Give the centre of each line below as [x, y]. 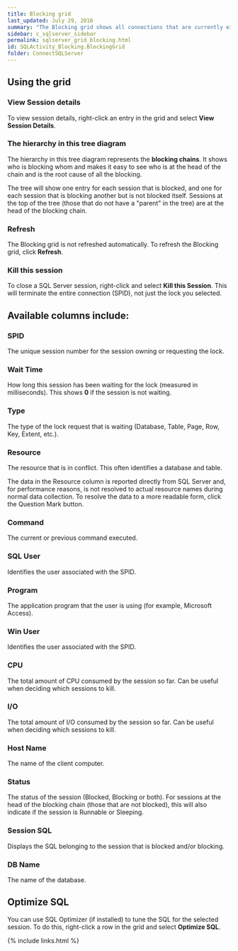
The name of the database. [47, 880]
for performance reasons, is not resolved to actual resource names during [115, 489]
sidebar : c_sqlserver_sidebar [52, 34]
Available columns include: [68, 315]
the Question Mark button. [46, 504]
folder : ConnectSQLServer [45, 54]
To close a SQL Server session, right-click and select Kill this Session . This [117, 286]
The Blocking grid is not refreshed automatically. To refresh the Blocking [113, 245]
